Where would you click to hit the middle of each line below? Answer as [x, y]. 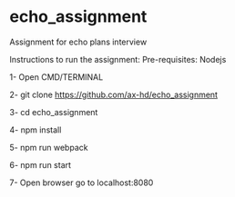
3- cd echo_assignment [54, 112]
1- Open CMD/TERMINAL [56, 77]
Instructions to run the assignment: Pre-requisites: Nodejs [118, 59]
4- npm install [36, 130]
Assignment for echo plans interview [78, 42]
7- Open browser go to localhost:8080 [82, 182]
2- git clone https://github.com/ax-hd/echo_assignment [114, 94]
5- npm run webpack [49, 147]
